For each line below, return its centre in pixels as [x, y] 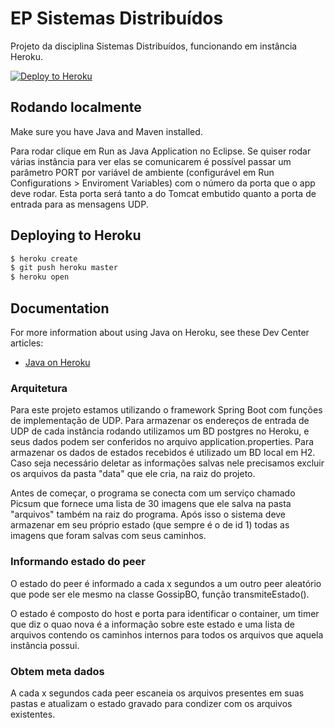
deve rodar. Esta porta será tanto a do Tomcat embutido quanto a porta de [163, 193]
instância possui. [45, 645]
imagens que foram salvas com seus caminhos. [108, 536]
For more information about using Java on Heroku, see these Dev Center [160, 332]
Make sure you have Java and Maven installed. [106, 131]
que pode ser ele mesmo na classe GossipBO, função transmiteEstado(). [160, 594]
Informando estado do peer [78, 562]
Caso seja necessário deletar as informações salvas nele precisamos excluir [167, 463]
